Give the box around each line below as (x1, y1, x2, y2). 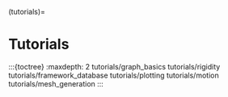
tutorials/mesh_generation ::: (8, 78, 103, 88)
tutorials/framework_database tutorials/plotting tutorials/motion (8, 70, 220, 80)
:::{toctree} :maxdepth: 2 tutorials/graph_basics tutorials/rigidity (8, 61, 221, 71)
